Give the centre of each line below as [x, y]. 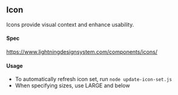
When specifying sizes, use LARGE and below [72, 86]
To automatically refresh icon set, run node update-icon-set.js [94, 79]
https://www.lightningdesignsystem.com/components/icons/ [82, 52]
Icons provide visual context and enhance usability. [70, 24]
